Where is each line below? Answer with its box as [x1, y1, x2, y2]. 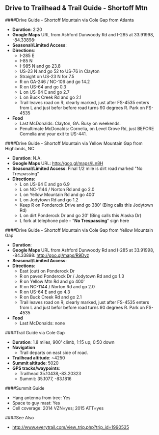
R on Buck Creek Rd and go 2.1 [19, 294, 82, 300]
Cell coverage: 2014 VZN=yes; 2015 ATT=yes [12, 405, 104, 411]
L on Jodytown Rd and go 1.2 [19, 196, 79, 203]
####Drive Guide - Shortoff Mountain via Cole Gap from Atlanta [5, 17, 134, 23]
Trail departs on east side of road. [19, 350, 88, 355]
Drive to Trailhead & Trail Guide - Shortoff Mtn [5, 4, 148, 12]
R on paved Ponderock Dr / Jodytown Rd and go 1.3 [19, 273, 124, 279]
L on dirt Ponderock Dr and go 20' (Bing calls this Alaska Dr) [19, 212, 142, 218]
